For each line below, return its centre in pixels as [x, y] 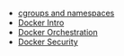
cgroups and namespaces [66, 13]
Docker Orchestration [58, 32]
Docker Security [48, 42]
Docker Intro [41, 23]
